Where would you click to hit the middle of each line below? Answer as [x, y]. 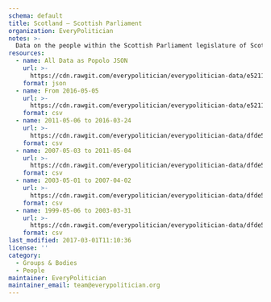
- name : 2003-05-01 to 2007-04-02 [73, 181]
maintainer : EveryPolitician [57, 278]
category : [25, 255]
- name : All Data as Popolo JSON [72, 61]
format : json [45, 83]
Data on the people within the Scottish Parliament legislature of [131, 46]
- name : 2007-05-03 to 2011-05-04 [73, 151]
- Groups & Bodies [47, 263]
